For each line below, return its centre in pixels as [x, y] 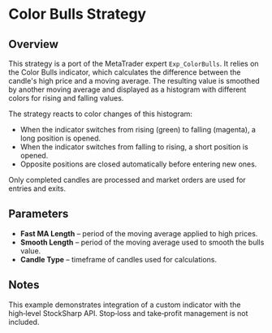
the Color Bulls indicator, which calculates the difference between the [125, 72]
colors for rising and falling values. [66, 98]
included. [24, 322]
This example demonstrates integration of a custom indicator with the [125, 305]
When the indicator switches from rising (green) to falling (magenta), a [138, 130]
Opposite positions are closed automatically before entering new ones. [138, 164]
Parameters [39, 214]
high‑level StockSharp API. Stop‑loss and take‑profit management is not [128, 313]
